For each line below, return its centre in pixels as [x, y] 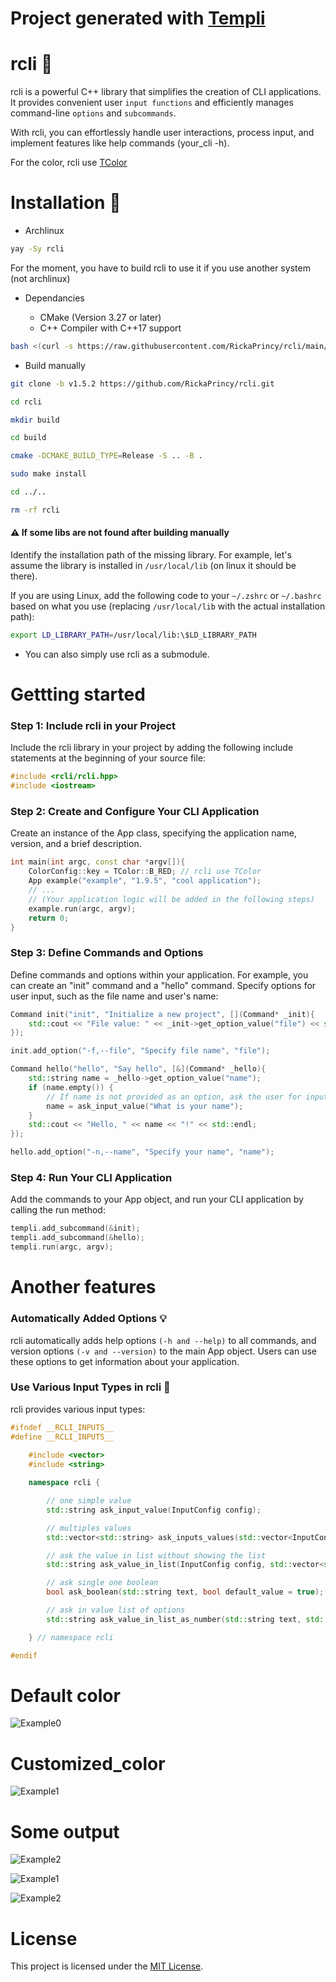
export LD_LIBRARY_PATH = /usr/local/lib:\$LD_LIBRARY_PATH [133, 635]
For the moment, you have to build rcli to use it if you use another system [160, 268]
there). [24, 576]
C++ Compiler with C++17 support [110, 328]
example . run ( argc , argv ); [82, 908]
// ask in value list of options [116, 1610]
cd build [28, 438]
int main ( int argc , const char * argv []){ [98, 862]
